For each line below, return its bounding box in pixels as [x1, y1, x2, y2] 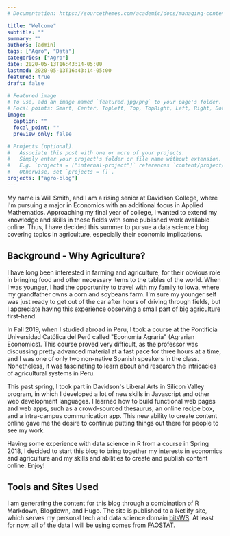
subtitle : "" [7, 29, 44, 36]
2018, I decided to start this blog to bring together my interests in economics [7, 447, 222, 455]
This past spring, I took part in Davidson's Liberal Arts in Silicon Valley [7, 382, 205, 391]
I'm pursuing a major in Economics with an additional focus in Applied [7, 200, 203, 209]
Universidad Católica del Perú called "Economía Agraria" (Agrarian [7, 332, 195, 340]
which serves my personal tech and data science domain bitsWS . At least [7, 514, 214, 522]
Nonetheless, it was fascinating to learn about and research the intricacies [7, 362, 217, 370]
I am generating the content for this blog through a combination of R [7, 499, 199, 508]
